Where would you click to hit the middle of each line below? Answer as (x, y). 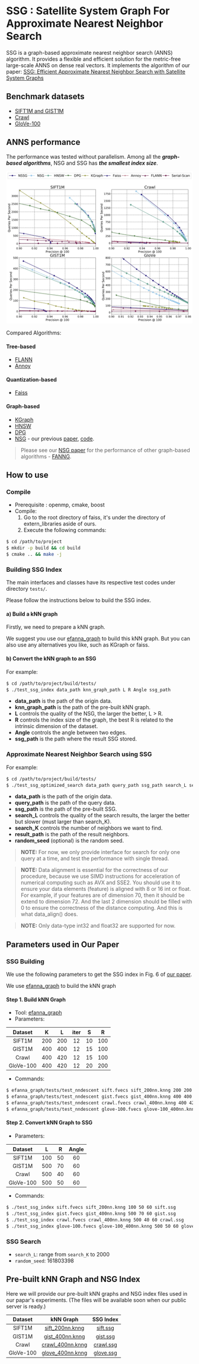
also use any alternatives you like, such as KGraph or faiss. (78, 645)
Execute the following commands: (65, 530)
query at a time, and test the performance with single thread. (95, 859)
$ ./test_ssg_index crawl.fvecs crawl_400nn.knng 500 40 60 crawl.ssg (95, 1220)
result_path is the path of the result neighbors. (72, 834)
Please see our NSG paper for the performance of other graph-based (105, 450)
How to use (27, 475)
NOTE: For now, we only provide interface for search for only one (100, 852)
